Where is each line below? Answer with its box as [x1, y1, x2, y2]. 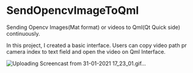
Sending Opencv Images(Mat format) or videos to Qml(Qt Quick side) [6, 24, 181, 31]
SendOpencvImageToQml [6, 4, 139, 17]
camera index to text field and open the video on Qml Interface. [6, 48, 166, 55]
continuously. [6, 30, 40, 37]
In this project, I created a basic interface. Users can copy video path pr [6, 42, 188, 49]
